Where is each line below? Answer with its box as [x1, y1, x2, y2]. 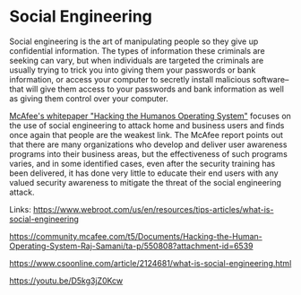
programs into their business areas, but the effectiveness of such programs [9, 148, 288, 159]
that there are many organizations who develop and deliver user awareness [9, 139, 288, 150]
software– [252, 74, 289, 84]
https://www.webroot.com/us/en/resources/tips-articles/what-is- [32, 204, 274, 214]
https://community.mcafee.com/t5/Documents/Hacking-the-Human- [9, 230, 262, 241]
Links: [9, 204, 31, 214]
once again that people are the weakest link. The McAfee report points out [9, 129, 284, 140]
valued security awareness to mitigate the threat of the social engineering [9, 177, 282, 187]
